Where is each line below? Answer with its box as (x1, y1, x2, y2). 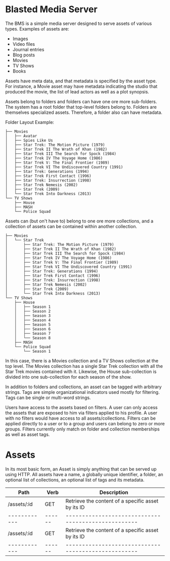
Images (12, 36, 28, 42)
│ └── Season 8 (14, 335, 51, 340)
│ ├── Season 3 (14, 313, 51, 318)
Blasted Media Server (5, 4, 98, 15)
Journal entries (12, 46, 45, 52)
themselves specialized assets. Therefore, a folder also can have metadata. (5, 109, 163, 115)
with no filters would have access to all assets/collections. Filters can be (5, 415, 156, 421)
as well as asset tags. (5, 431, 50, 438)
